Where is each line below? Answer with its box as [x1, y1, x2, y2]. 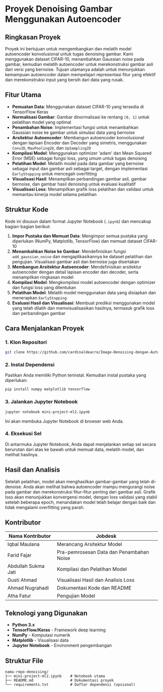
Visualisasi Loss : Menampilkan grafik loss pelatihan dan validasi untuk [12, 186, 154, 192]
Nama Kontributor [8, 533, 51, 540]
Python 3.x [12, 622, 35, 628]
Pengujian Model [57, 593, 96, 599]
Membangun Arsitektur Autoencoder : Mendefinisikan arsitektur [12, 264, 142, 270]
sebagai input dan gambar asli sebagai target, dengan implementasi [12, 165, 148, 171]
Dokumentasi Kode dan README [57, 585, 132, 592]
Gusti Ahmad [7, 577, 37, 583]
